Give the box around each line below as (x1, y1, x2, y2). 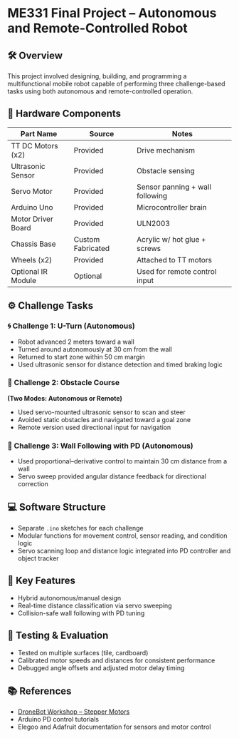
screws (136, 243, 161, 253)
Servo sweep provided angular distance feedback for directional (17, 472, 206, 481)
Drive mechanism (136, 145, 196, 155)
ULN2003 (136, 218, 171, 228)
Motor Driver (11, 214, 53, 224)
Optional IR (11, 266, 48, 276)
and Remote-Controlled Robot (7, 20, 188, 36)
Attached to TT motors (136, 255, 212, 265)
